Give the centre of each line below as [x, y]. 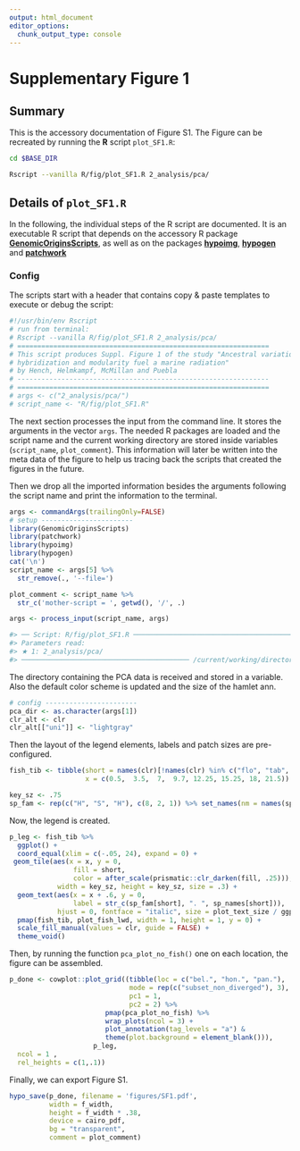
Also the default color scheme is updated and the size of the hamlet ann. [143, 686]
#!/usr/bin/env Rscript [54, 321]
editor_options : [39, 26]
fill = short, [99, 870]
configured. [30, 754]
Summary [37, 111]
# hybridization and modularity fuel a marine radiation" [119, 363]
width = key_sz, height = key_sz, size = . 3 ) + [147, 887]
